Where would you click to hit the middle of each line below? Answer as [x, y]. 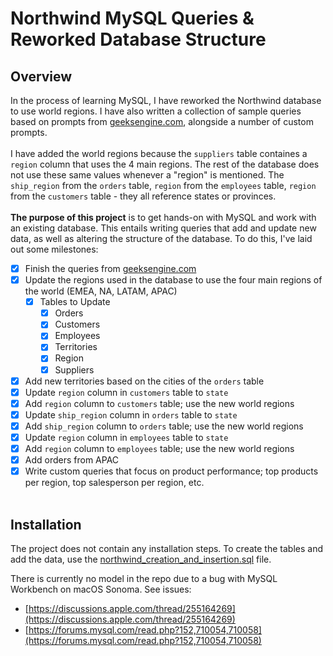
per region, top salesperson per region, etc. [114, 483]
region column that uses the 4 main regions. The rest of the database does [165, 164]
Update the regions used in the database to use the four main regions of [173, 280]
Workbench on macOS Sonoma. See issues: [101, 589]
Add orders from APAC [72, 460]
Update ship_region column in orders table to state [131, 414]
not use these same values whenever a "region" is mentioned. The [147, 175]
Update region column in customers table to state [126, 392]
